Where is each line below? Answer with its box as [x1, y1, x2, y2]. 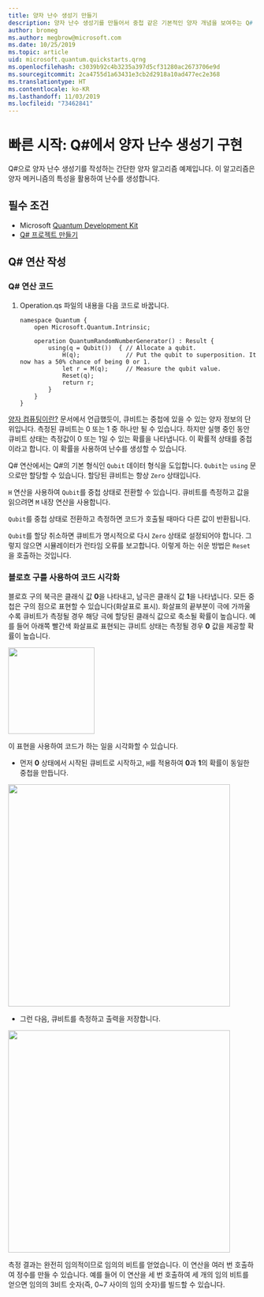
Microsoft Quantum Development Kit [19, 221, 139, 230]
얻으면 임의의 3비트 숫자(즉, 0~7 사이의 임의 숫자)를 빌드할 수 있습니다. [8, 1280, 225, 1289]
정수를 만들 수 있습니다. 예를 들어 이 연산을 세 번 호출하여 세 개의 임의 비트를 [16, 1269, 250, 1279]
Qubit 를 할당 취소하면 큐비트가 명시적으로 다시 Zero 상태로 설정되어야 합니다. [8, 530, 244, 540]
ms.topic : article [8, 48, 69, 56]
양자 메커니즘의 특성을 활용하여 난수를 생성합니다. [8, 174, 160, 183]
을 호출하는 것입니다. [8, 550, 72, 560]
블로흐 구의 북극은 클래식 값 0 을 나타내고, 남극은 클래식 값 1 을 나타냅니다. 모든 [8, 591, 247, 601]
